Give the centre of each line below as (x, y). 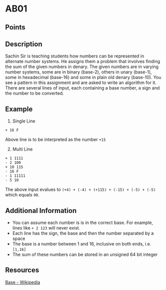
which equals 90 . (22, 195)
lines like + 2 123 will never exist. (46, 228)
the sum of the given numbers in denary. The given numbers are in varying (82, 67)
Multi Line (22, 149)
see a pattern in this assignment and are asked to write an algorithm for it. (81, 82)
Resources (22, 270)
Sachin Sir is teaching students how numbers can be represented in (75, 56)
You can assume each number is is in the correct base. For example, (83, 222)
